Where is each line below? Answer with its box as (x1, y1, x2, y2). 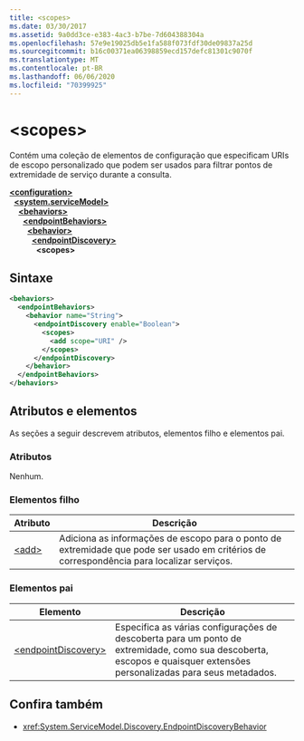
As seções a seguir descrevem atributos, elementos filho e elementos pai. (9, 428, 285, 438)
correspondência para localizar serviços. (58, 554, 233, 567)
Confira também (9, 697, 104, 712)
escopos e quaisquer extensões (114, 654, 252, 667)
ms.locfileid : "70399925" (9, 81, 107, 90)
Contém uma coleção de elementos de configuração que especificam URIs (9, 149, 290, 160)
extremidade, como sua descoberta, (114, 643, 269, 656)
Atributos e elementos (9, 404, 138, 419)
